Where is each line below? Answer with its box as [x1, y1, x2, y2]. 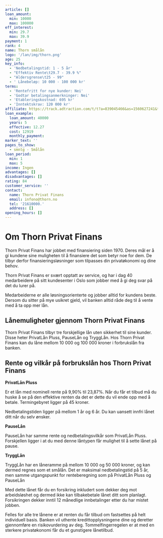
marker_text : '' [5, 138, 38, 143]
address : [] [9, 206, 34, 211]
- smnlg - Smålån [9, 147, 45, 152]
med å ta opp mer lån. [5, 302, 49, 308]
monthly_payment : [9, 134, 45, 139]
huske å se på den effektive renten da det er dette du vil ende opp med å [5, 394, 151, 400]
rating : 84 [5, 179, 27, 184]
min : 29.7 [9, 30, 29, 35]
